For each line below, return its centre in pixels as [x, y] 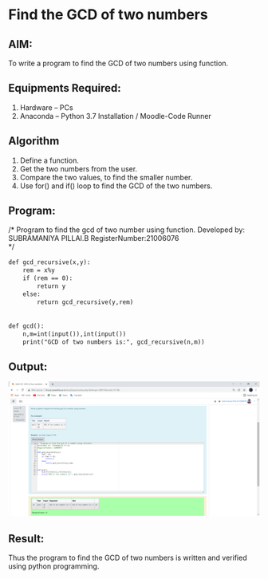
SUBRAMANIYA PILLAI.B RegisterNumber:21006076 [94, 238]
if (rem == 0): [48, 278]
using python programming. [54, 566]
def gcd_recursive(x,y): [49, 262]
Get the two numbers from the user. [79, 168]
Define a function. [49, 160]
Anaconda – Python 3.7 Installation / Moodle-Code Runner [115, 116]
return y [51, 286]
